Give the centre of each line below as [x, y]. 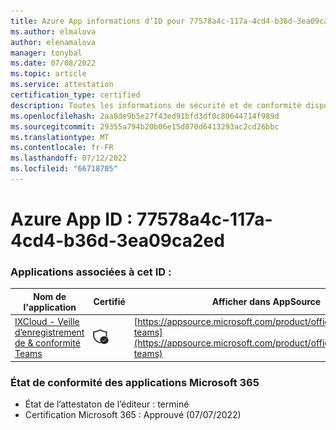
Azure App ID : [71, 219]
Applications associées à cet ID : [91, 272]
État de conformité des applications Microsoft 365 [135, 382]
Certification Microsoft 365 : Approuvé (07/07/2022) [133, 414]
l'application [50, 307]
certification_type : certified [75, 95]
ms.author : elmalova [53, 31]
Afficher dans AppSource [266, 302]
